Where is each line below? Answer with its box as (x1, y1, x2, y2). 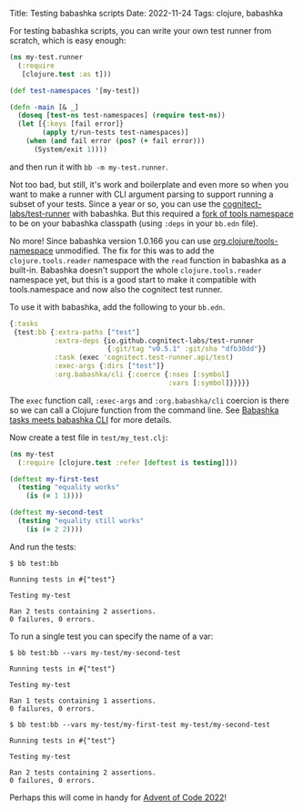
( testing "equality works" (17, 483, 120, 492)
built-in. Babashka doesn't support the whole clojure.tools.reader (9, 264, 262, 275)
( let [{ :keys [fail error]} (17, 119, 125, 128)
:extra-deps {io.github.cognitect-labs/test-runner (54, 336, 255, 345)
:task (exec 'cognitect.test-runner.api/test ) (54, 353, 234, 363)
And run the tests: (9, 541, 77, 552)
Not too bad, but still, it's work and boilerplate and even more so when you (9, 179, 289, 190)
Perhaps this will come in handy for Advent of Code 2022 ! (9, 792, 227, 803)
